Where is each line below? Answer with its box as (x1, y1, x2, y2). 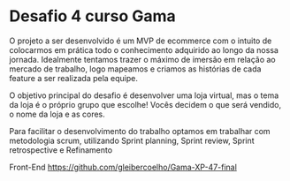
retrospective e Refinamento (9, 144, 113, 155)
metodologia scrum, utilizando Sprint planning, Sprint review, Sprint (9, 135, 255, 146)
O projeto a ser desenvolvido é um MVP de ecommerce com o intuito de (9, 35, 272, 46)
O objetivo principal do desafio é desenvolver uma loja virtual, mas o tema (9, 90, 279, 101)
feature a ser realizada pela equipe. (9, 72, 139, 83)
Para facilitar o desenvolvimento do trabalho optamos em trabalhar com (9, 125, 271, 136)
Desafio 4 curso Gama (9, 6, 177, 26)
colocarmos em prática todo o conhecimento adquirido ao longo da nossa (9, 44, 279, 55)
